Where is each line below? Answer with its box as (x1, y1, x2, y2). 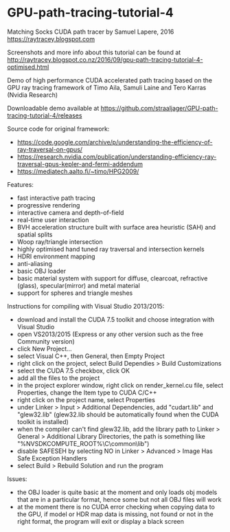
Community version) (16, 337, 76, 345)
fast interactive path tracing (16, 194, 95, 202)
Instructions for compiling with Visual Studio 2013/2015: (7, 302, 165, 310)
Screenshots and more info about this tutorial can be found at (7, 48, 181, 56)
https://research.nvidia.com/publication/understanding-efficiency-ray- (16, 153, 217, 161)
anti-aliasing (16, 259, 53, 267)
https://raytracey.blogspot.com (7, 34, 95, 43)
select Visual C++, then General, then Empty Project (16, 352, 165, 360)
